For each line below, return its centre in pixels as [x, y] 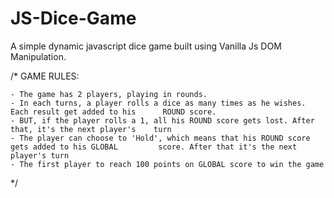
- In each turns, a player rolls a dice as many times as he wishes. [158, 103]
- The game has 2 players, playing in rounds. [109, 94]
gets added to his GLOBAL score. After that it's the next [154, 147]
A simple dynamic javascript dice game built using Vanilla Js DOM [146, 46]
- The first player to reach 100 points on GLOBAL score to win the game [167, 164]
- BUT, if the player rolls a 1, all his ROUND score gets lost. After [162, 120]
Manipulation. [38, 56]
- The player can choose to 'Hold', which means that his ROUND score [160, 138]
